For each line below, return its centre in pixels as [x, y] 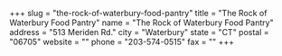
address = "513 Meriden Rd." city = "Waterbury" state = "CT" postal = [139, 32]
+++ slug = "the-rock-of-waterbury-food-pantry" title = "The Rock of [138, 13]
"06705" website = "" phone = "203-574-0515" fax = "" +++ [122, 42]
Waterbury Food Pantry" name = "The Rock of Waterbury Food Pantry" [141, 23]
